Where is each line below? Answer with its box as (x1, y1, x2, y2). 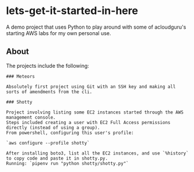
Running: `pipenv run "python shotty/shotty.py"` (6, 160, 129, 166)
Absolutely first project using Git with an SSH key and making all (6, 84, 176, 90)
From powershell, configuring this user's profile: (6, 130, 134, 136)
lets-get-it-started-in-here (6, 4, 139, 18)
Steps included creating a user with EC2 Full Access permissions (6, 119, 171, 125)
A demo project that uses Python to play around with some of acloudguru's (6, 23, 186, 30)
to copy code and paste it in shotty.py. (6, 155, 108, 161)
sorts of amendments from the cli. (6, 89, 93, 95)
